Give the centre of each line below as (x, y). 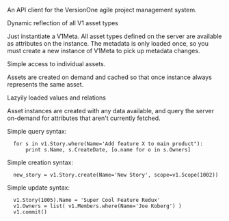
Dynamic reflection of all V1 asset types (63, 23)
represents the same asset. (45, 84)
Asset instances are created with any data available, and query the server (111, 111)
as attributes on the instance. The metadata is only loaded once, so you (108, 43)
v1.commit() (30, 212)
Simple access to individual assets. (56, 64)
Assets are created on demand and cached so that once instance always (109, 77)
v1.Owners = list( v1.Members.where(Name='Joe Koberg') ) (98, 206)
